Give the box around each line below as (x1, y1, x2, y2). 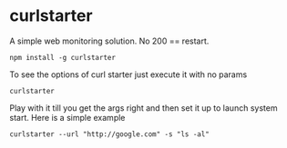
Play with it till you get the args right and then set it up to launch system (9, 102, 278, 113)
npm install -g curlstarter (9, 53, 117, 62)
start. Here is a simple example (9, 112, 126, 123)
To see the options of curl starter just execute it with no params (9, 69, 248, 80)
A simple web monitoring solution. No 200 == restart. (9, 35, 210, 46)
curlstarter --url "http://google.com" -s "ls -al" (9, 129, 210, 139)
